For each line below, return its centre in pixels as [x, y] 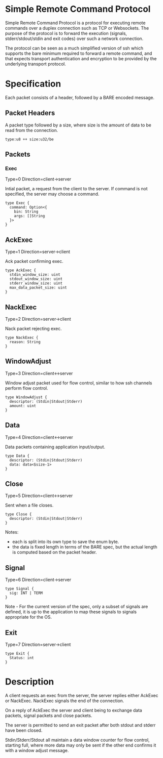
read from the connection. [32, 130]
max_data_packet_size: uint [38, 288]
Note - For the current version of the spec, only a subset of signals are [77, 607]
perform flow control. [27, 388]
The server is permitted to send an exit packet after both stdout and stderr [81, 725]
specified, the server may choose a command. [52, 194]
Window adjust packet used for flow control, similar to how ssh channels [79, 383]
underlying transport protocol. [36, 64]
